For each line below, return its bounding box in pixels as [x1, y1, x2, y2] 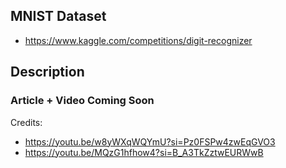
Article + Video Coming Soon [10, 94, 155, 108]
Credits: [10, 116, 43, 128]
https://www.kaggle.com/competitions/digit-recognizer [24, 34, 253, 46]
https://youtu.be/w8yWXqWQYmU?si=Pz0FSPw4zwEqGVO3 [24, 135, 276, 148]
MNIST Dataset [10, 8, 107, 25]
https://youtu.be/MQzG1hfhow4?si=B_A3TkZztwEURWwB [24, 146, 264, 158]
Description [10, 64, 85, 81]
